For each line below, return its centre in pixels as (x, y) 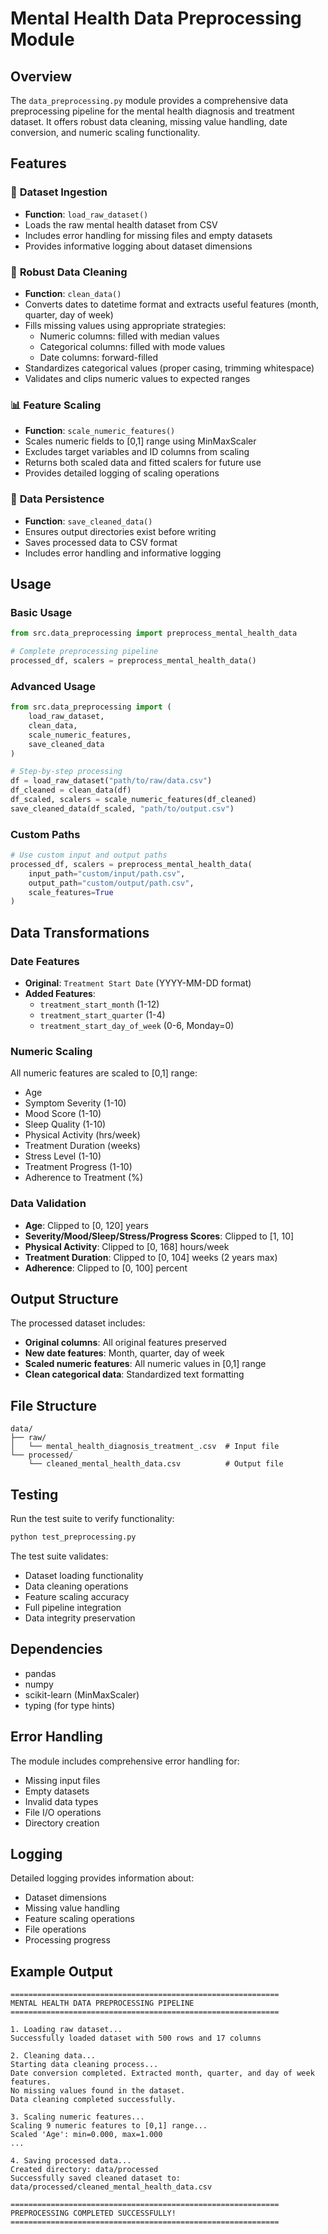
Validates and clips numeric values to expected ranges (137, 378)
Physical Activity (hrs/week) (82, 1135)
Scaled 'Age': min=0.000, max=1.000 (86, 2135)
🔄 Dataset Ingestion (59, 192)
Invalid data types (61, 1801)
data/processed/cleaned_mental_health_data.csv (111, 2187)
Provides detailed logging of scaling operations (122, 473)
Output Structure (64, 1299)
